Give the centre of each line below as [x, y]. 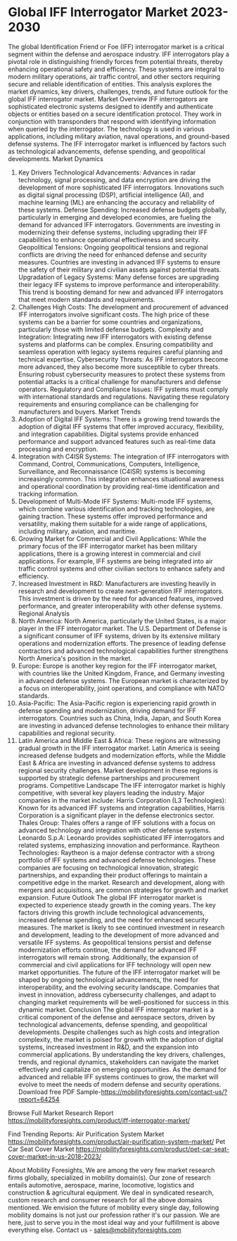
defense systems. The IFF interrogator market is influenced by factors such [117, 144]
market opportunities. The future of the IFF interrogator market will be [119, 972]
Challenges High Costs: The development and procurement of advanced [123, 307]
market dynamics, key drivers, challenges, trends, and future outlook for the [118, 91]
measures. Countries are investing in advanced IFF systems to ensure [119, 262]
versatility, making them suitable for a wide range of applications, [113, 523]
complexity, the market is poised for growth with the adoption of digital [121, 1039]
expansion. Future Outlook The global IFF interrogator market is [110, 897]
